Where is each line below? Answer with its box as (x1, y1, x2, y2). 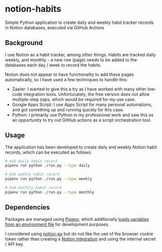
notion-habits (5, 3, 62, 15)
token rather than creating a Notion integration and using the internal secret (5, 236, 156, 242)
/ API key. (5, 241, 24, 247)
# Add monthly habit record (5, 185, 62, 190)
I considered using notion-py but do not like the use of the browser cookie (5, 231, 154, 236)
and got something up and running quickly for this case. (12, 107, 124, 112)
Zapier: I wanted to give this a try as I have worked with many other (12, 86, 146, 92)
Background (5, 39, 43, 47)
